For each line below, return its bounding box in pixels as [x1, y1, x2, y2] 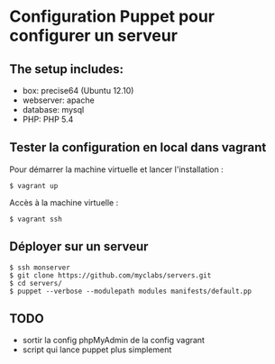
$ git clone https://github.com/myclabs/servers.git [9, 270, 212, 280]
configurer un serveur [9, 25, 179, 46]
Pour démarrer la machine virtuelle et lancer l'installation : [9, 164, 224, 175]
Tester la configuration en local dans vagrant [9, 140, 267, 155]
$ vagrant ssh [9, 214, 63, 223]
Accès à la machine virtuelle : [9, 196, 119, 208]
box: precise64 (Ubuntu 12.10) [22, 86, 134, 96]
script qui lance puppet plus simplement [22, 344, 172, 355]
